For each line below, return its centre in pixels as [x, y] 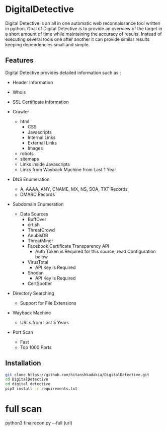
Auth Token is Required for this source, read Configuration [95, 251]
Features [19, 61]
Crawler [21, 111]
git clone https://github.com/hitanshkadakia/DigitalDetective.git [77, 375]
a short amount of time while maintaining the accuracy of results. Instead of [83, 34]
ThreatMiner [40, 241]
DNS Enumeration [31, 179]
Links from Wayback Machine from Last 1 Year [68, 169]
